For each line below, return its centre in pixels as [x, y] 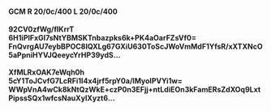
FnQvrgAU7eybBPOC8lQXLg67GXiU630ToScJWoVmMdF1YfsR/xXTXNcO [135, 47]
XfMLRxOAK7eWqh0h [47, 72]
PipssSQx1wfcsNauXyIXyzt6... [62, 98]
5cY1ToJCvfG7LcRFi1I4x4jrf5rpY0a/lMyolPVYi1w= [95, 81]
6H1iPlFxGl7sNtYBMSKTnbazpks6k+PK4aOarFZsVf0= [103, 38]
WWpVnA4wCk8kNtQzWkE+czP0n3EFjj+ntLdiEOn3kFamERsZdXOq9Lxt [135, 90]
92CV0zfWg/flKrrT [41, 29]
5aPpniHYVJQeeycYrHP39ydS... [65, 55]
